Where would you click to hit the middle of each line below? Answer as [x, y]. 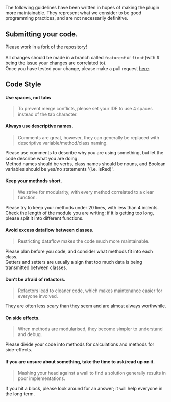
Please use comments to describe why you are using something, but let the [84, 152]
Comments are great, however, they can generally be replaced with [88, 137]
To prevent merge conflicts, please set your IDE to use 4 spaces [85, 109]
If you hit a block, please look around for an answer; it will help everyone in [84, 388]
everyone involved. [38, 296]
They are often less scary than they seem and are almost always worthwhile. [86, 306]
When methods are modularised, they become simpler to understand [90, 329]
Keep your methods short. [34, 181]
